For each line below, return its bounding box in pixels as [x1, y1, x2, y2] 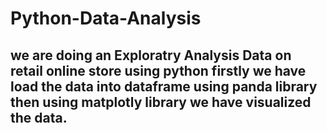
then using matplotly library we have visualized [10, 93, 312, 111]
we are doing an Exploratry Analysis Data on [10, 47, 292, 64]
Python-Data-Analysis [10, 7, 202, 30]
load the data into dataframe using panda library [10, 78, 318, 95]
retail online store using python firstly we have [10, 62, 307, 79]
